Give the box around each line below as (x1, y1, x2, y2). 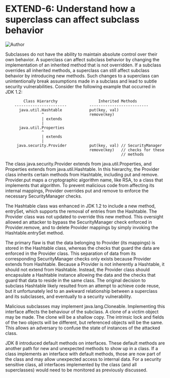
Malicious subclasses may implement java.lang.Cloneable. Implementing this (5, 303, 165, 309)
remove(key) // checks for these (89, 147, 165, 153)
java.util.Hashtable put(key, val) (18, 107, 119, 112)
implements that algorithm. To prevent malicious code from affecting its (5, 182, 155, 188)
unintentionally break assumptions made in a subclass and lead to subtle (5, 78, 157, 84)
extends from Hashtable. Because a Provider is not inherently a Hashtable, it (5, 261, 165, 267)
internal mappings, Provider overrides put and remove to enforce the (5, 187, 149, 194)
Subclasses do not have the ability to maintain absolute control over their (5, 51, 158, 57)
